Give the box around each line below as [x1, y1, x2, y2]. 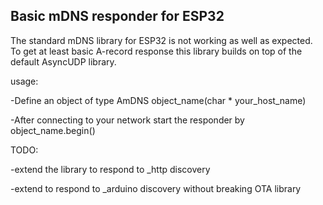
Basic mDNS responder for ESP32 [10, 8, 225, 25]
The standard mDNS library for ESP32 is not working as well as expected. [10, 34, 313, 46]
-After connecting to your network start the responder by [10, 114, 245, 126]
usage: [10, 75, 39, 87]
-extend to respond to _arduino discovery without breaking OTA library [10, 182, 302, 194]
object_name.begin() [10, 124, 96, 136]
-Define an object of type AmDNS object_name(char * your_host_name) [10, 94, 307, 106]
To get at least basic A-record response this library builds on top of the [10, 45, 303, 57]
